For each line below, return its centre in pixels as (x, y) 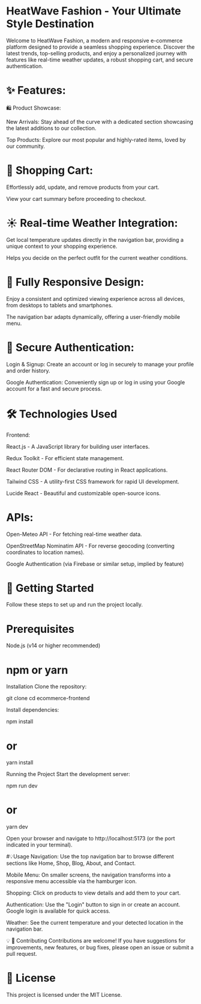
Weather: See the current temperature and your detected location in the (95, 923)
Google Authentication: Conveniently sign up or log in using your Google (96, 382)
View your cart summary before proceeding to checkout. (76, 199)
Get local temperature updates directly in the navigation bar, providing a (95, 239)
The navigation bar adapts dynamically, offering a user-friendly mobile (93, 316)
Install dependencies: (33, 710)
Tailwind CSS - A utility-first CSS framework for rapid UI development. (93, 481)
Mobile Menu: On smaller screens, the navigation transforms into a (88, 875)
